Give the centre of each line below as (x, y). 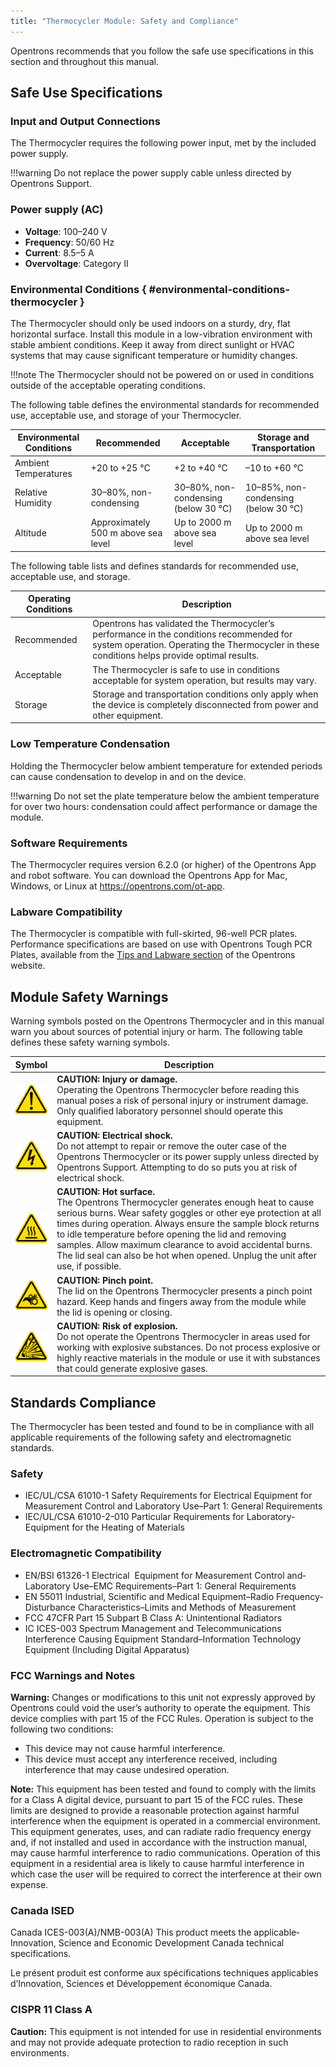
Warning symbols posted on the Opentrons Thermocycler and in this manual (167, 1021)
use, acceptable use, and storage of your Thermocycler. (126, 415)
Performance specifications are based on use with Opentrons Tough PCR (161, 944)
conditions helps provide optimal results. (176, 656)
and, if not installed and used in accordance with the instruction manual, (159, 1842)
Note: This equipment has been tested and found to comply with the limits (163, 1789)
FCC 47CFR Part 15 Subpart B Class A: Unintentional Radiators (153, 1617)
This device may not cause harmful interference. (125, 1749)
